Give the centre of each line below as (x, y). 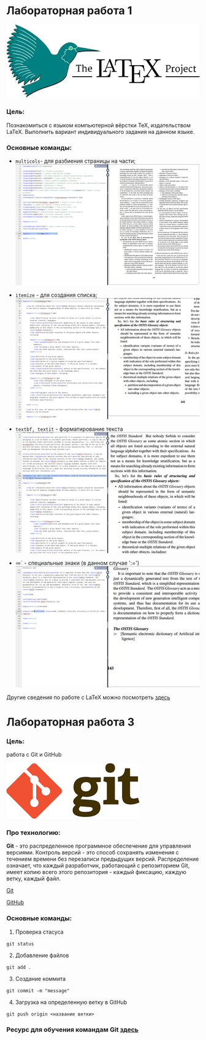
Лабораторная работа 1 (69, 11)
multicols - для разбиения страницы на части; (75, 161)
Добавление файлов (42, 955)
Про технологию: (33, 832)
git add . (19, 967)
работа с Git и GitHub (34, 755)
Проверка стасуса (39, 932)
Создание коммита (40, 979)
